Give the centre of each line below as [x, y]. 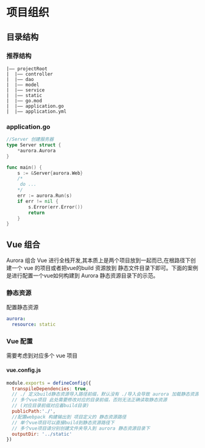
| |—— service [26, 90]
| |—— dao [20, 79]
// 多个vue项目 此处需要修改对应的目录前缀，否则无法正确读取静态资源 [90, 400]
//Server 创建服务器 [30, 140]
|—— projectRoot [27, 69]
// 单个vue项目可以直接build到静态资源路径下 [63, 422]
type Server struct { [34, 145]
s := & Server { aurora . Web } [50, 173]
